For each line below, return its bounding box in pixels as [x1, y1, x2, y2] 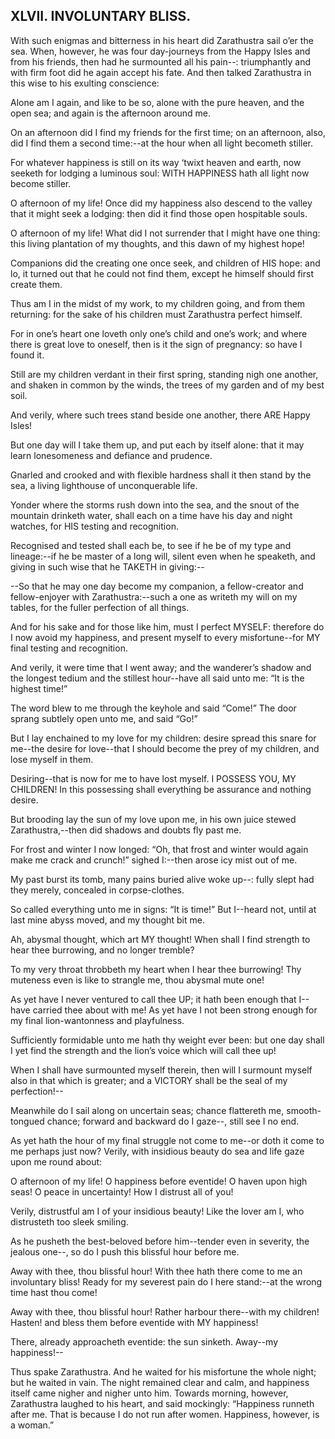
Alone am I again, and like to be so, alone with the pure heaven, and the [10, 96, 305, 108]
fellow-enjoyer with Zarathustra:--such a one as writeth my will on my [10, 590, 298, 603]
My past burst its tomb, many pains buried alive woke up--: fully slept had [10, 873, 315, 885]
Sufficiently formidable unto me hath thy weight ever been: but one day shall [10, 1034, 325, 1046]
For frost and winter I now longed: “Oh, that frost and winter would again [10, 843, 309, 855]
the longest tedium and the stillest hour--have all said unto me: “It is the [10, 672, 305, 684]
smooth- [286, 1104, 322, 1116]
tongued [10, 1115, 45, 1127]
